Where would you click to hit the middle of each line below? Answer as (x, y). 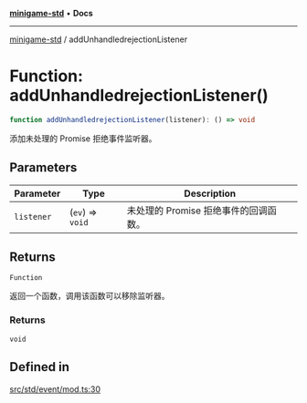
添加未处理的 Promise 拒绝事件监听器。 (83, 138)
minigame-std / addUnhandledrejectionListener (99, 39)
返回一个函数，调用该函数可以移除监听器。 (90, 296)
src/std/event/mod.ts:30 (55, 389)
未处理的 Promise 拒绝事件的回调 (197, 211)
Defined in (40, 367)
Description (210, 193)
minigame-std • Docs (51, 13)
